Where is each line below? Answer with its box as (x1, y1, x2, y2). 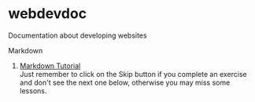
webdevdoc (8, 5, 87, 23)
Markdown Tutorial (19, 60, 81, 71)
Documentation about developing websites (8, 31, 147, 40)
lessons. (19, 86, 47, 95)
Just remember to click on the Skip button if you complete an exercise (19, 69, 248, 78)
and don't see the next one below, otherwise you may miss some (19, 78, 231, 87)
